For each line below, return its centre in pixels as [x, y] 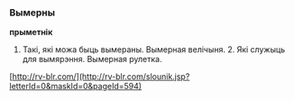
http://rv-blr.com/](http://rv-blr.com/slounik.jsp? [101, 77]
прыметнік [31, 32]
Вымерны [32, 13]
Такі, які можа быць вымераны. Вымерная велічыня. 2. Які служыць [154, 50]
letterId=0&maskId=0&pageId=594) [76, 86]
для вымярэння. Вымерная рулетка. [92, 59]
